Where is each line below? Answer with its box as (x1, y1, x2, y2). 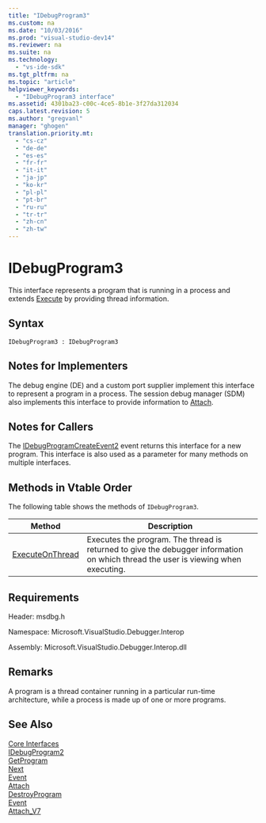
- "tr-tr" (15, 211, 47, 219)
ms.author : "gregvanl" (8, 115, 83, 123)
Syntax (8, 317, 44, 330)
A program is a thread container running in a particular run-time (8, 686, 215, 695)
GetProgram (8, 756, 48, 765)
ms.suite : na (8, 48, 51, 56)
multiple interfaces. (8, 458, 71, 467)
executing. (86, 564, 126, 575)
